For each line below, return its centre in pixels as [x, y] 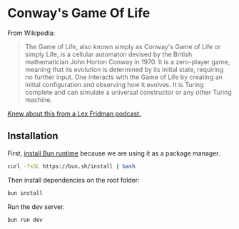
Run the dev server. [36, 207]
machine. [39, 100]
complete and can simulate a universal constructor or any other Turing [128, 92]
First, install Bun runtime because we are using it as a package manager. [114, 153]
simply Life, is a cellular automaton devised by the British [108, 54]
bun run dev [25, 220]
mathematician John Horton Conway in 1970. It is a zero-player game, [127, 61]
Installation [33, 136]
